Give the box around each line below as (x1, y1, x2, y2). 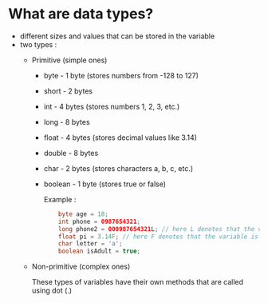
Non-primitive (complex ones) (31, 261, 131, 272)
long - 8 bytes (43, 117, 90, 126)
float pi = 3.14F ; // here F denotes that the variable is (58, 233, 258, 241)
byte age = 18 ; (58, 209, 109, 218)
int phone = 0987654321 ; (58, 217, 141, 225)
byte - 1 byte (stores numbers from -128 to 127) (43, 70, 199, 80)
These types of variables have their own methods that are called (31, 277, 244, 287)
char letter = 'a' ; (58, 240, 123, 248)
